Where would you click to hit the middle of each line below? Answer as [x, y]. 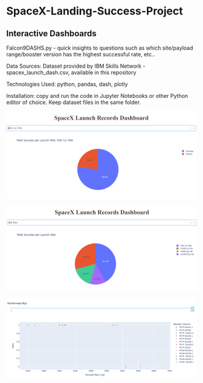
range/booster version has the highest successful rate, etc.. [81, 54]
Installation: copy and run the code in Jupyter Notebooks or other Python [97, 96]
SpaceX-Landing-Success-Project [95, 11]
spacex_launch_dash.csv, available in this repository [71, 72]
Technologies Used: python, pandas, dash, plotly [67, 84]
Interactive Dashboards [51, 34]
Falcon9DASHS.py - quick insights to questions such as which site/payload [100, 48]
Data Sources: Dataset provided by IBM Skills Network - [76, 66]
